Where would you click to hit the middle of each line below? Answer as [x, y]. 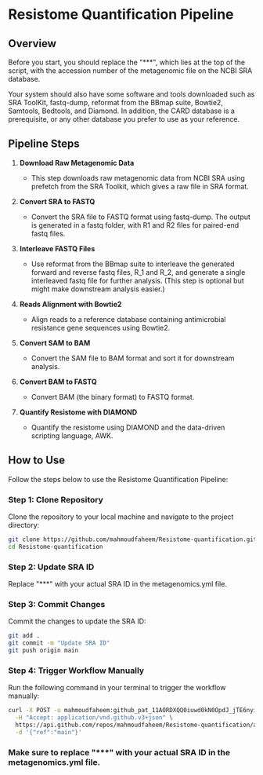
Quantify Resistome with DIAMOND [78, 412]
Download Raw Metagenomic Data [77, 163]
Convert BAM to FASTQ [58, 382]
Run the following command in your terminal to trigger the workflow [117, 688]
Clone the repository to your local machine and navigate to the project [121, 517]
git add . [24, 636]
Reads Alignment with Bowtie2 [70, 304]
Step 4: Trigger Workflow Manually [76, 671]
